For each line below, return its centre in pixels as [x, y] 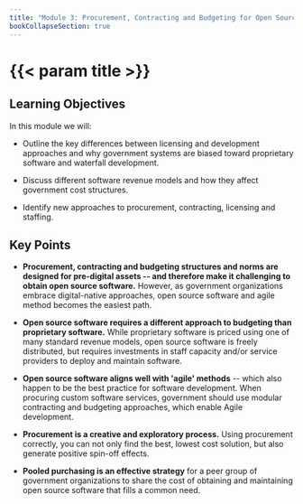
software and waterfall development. [91, 163]
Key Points [40, 245]
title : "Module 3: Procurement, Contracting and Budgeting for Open [141, 18]
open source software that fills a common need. [111, 490]
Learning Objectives [68, 104]
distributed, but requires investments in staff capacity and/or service [150, 351]
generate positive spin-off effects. [86, 453]
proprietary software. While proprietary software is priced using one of [156, 332]
